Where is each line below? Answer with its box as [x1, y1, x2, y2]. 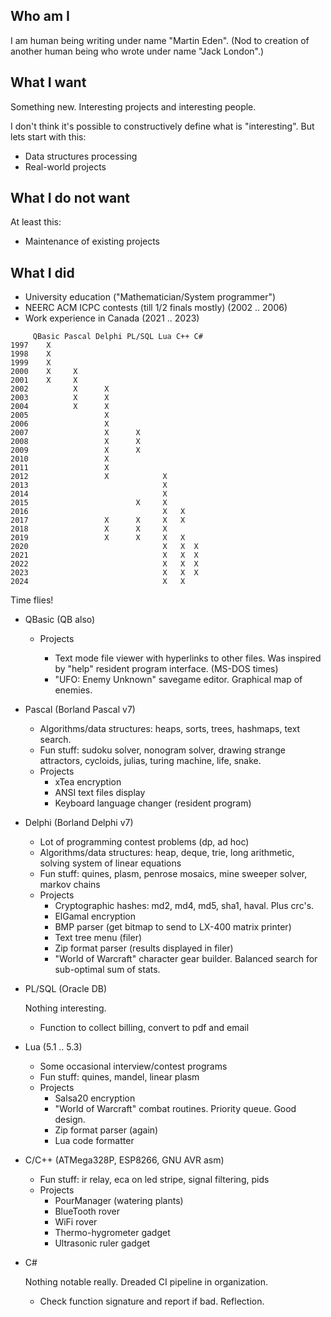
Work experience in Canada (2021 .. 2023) [24, 312, 200, 324]
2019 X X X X [10, 533, 186, 543]
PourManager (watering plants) [54, 1195, 184, 1207]
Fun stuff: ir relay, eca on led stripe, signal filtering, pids [39, 1174, 270, 1186]
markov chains [39, 879, 101, 891]
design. [54, 1114, 86, 1126]
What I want [10, 74, 87, 91]
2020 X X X [10, 542, 199, 552]
